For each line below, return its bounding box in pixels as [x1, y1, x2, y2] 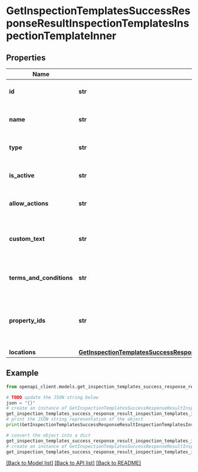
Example [6, 368, 39, 378]
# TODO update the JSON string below [6, 394, 99, 400]
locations [9, 348, 36, 356]
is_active [9, 171, 35, 179]
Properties [6, 52, 46, 62]
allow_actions [9, 199, 49, 207]
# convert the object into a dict [6, 432, 91, 438]
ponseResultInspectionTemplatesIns [6, 16, 190, 30]
